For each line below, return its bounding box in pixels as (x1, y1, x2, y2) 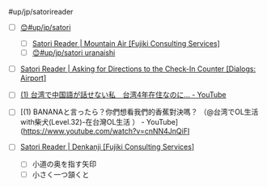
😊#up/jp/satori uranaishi (32, 48, 116, 57)
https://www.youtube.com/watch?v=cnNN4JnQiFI (23, 126, 190, 136)
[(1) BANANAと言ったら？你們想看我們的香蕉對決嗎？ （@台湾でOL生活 (19, 107, 259, 117)
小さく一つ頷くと (32, 169, 90, 179)
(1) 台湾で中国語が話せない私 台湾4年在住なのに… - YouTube (19, 90, 227, 100)
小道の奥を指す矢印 (32, 159, 97, 169)
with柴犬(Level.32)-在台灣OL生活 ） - (19, 117, 145, 127)
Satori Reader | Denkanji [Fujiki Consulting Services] (19, 142, 195, 152)
